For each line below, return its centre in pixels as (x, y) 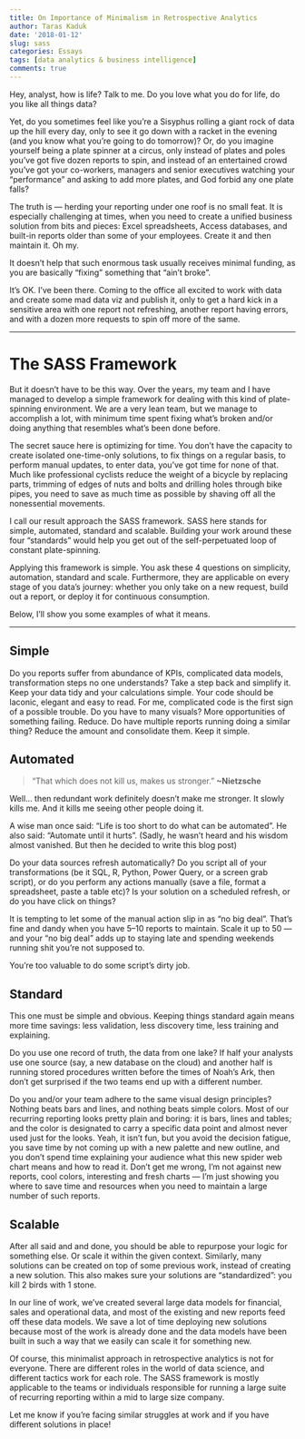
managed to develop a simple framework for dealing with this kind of (138, 399)
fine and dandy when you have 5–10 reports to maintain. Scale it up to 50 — (151, 929)
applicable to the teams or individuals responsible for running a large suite (148, 1388)
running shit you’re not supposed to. (77, 948)
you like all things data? (53, 103)
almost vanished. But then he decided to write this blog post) (123, 845)
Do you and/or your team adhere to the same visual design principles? (141, 1099)
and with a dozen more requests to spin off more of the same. (125, 319)
